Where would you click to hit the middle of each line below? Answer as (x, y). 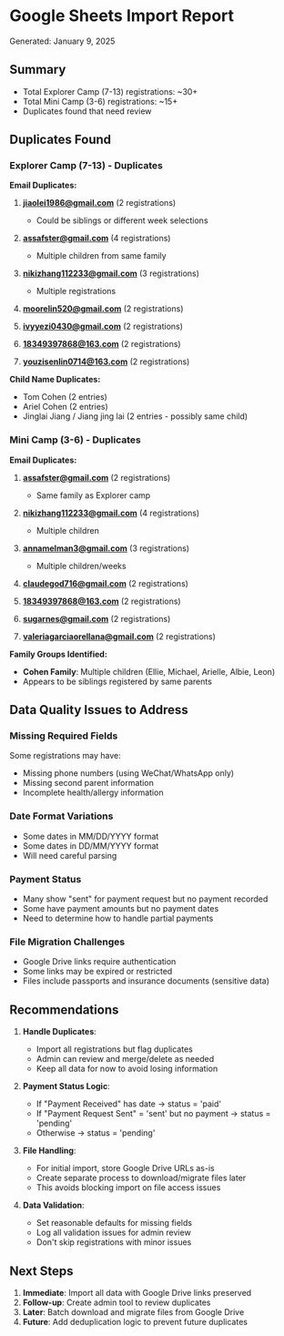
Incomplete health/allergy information (93, 792)
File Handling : (49, 1151)
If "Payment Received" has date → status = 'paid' (128, 1104)
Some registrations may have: (65, 756)
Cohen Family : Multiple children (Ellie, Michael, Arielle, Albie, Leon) (149, 671)
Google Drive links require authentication (99, 962)
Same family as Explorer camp (93, 495)
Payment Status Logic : (66, 1086)
